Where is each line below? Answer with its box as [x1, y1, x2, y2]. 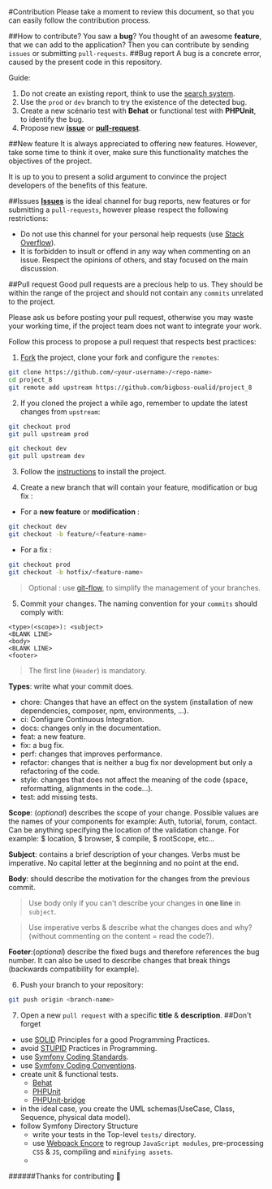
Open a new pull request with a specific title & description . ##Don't [19, 1010, 252, 1020]
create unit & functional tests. [19, 1069, 119, 1079]
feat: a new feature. [19, 731, 86, 742]
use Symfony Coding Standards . [19, 1052, 129, 1061]
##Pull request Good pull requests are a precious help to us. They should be [8, 279, 264, 289]
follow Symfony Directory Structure [19, 1121, 139, 1131]
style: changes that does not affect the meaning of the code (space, [19, 775, 248, 785]
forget [19, 1018, 41, 1028]
